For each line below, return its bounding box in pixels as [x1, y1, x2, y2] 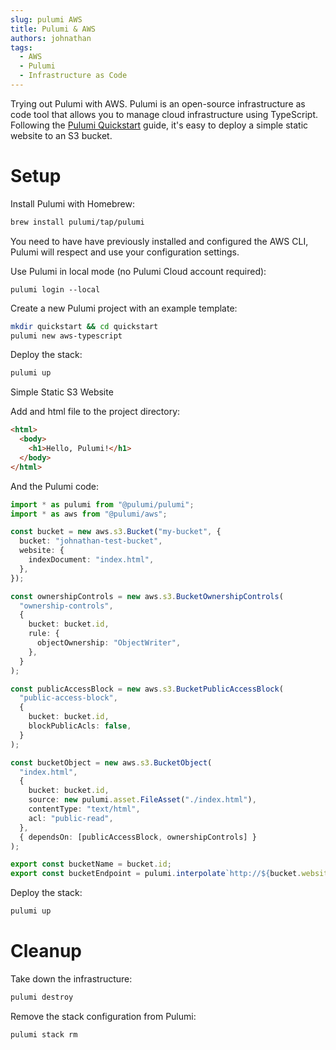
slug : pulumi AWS [10, 14, 83, 25]
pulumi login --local [10, 284, 101, 295]
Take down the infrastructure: [10, 973, 133, 985]
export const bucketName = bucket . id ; [10, 859, 172, 870]
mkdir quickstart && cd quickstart [10, 321, 159, 331]
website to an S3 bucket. [10, 129, 113, 141]
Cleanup [10, 940, 83, 963]
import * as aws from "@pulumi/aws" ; [10, 509, 168, 519]
